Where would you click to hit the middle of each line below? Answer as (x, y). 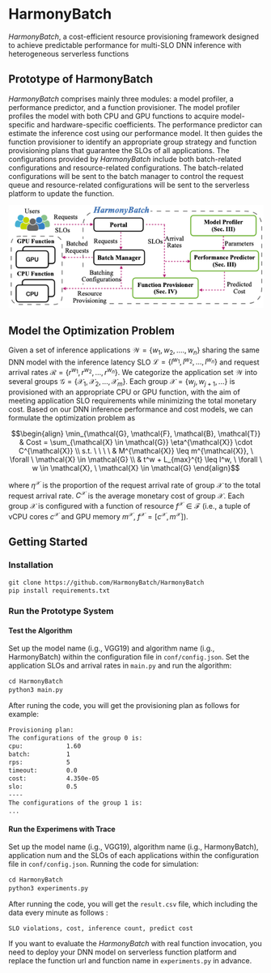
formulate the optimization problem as (72, 417)
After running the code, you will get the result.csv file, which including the (133, 904)
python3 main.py (36, 690)
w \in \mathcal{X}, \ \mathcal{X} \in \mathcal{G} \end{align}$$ (136, 467)
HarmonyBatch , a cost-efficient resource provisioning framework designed (134, 36)
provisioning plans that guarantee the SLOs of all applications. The (119, 150)
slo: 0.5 (43, 787)
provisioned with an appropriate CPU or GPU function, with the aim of (124, 392)
